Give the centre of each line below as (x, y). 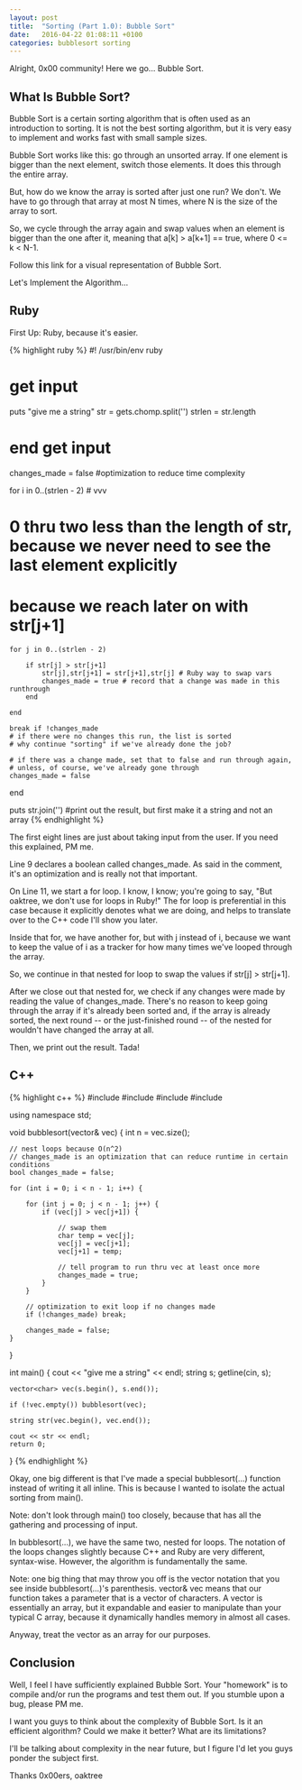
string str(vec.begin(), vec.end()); (80, 1420)
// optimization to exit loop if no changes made (121, 1307)
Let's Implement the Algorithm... (69, 283)
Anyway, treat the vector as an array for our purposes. (110, 1634)
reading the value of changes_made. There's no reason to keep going (139, 1001)
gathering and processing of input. (73, 1524)
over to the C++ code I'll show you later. (83, 920)
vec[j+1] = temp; (90, 1251)
